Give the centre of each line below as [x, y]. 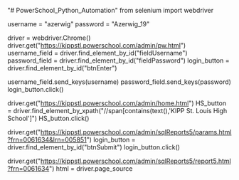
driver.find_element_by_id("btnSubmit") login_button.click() [94, 147]
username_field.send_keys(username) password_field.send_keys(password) [119, 82]
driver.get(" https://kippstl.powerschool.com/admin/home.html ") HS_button [117, 103]
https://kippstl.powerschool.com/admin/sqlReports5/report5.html [136, 161]
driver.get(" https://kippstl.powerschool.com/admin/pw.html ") [97, 45]
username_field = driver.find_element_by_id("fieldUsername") [97, 53]
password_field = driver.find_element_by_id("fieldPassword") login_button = [118, 60]
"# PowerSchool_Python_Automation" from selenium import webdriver [111, 10]
